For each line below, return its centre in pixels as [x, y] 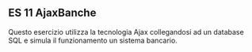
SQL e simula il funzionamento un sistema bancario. [93, 40]
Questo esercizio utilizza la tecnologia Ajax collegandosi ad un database [126, 32]
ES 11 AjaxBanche [52, 13]
